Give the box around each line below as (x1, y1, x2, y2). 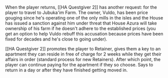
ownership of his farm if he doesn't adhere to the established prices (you (5, 25, 156, 31)
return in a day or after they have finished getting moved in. (5, 67, 128, 73)
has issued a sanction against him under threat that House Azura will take (5, 20, 157, 26)
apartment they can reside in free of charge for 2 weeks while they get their (5, 51, 162, 57)
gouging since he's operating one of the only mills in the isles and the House (5, 15, 163, 20)
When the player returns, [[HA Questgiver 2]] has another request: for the (5, 4, 157, 10)
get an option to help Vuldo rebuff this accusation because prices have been (5, 31, 163, 36)
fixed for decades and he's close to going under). (5, 36, 108, 42)
